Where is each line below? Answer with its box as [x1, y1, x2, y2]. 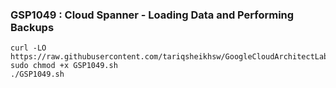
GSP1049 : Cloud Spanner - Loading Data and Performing [10, 8, 295, 22]
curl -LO [10, 43, 47, 53]
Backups [10, 20, 55, 34]
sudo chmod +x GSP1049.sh [10, 61, 118, 71]
